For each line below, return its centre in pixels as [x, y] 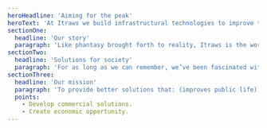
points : [27, 97]
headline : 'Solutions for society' [74, 60]
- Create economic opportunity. [75, 112]
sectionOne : [27, 30]
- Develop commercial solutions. [77, 104]
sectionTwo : [27, 52]
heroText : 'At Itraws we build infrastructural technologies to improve [131, 23]
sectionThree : [31, 75]
